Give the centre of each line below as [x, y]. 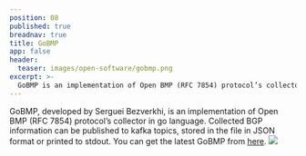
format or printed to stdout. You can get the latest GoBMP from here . [138, 141]
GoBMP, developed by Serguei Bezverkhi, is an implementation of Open [144, 111]
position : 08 [34, 18]
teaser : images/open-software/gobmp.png [95, 69]
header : [24, 60]
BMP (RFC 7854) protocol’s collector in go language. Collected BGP [136, 121]
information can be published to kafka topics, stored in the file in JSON [142, 130]
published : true [40, 26]
